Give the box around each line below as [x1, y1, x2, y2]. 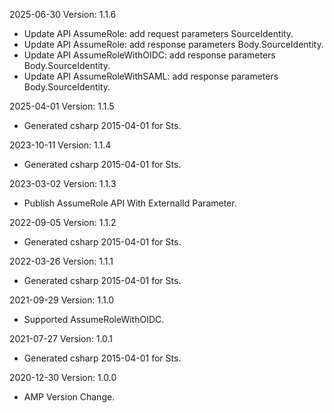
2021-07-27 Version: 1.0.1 [9, 333, 114, 344]
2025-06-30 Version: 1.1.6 [9, 9, 117, 20]
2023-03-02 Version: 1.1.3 [9, 178, 117, 189]
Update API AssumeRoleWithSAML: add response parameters [23, 70, 279, 82]
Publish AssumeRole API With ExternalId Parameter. [23, 197, 237, 209]
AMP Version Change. [23, 391, 116, 403]
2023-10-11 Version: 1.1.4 [9, 139, 112, 151]
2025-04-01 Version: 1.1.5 [9, 100, 115, 112]
